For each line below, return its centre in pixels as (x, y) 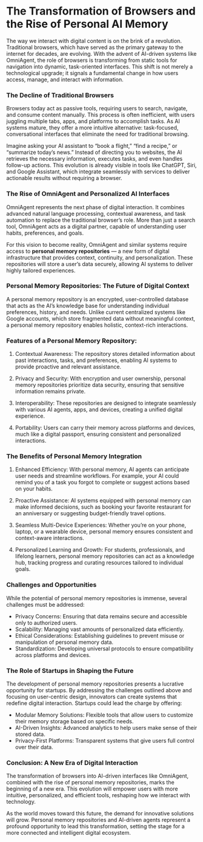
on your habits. (34, 489)
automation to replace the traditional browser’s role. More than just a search (101, 220)
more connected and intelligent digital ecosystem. (69, 833)
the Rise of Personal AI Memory (87, 24)
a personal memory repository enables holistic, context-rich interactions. (97, 325)
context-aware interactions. (50, 538)
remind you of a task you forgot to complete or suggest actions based (102, 483)
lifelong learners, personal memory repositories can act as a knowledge (105, 556)
